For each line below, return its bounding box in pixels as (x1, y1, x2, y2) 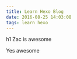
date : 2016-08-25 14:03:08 (6, 14, 72, 20)
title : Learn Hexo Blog (6, 8, 64, 15)
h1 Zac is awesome (6, 36, 52, 43)
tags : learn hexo (6, 19, 48, 25)
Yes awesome (6, 47, 40, 54)
